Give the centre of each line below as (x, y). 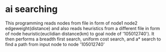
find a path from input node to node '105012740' (55, 44)
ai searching (31, 9)
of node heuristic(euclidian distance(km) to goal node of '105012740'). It (80, 33)
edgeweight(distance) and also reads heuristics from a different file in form (83, 28)
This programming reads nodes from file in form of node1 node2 (71, 23)
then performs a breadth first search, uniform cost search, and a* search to (83, 39)
